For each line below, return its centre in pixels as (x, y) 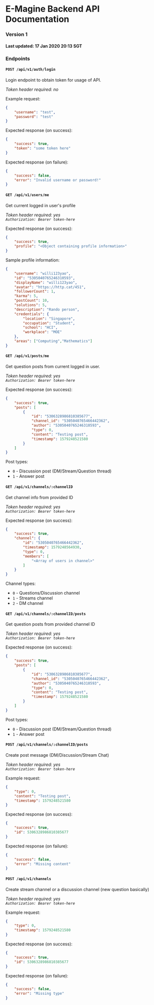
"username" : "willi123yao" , (42, 273)
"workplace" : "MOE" (43, 332)
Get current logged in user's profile (40, 205)
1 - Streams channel (32, 598)
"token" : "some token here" (42, 148)
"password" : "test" (34, 117)
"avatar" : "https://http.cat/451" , (50, 287)
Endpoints (18, 58)
